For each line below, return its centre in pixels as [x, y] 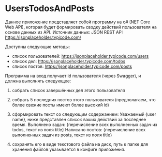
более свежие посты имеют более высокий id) [61, 105]
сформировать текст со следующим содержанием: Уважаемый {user [84, 114]
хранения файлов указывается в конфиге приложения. [69, 149]
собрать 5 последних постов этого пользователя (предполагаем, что [84, 99]
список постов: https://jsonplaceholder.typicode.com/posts [72, 66]
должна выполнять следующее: [38, 81]
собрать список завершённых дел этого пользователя [68, 90]
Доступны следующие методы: [37, 47]
